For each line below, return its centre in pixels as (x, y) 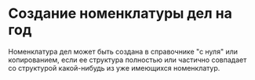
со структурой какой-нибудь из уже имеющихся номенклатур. (114, 68)
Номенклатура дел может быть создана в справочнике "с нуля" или (123, 51)
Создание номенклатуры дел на (120, 14)
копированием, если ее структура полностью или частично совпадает (127, 60)
